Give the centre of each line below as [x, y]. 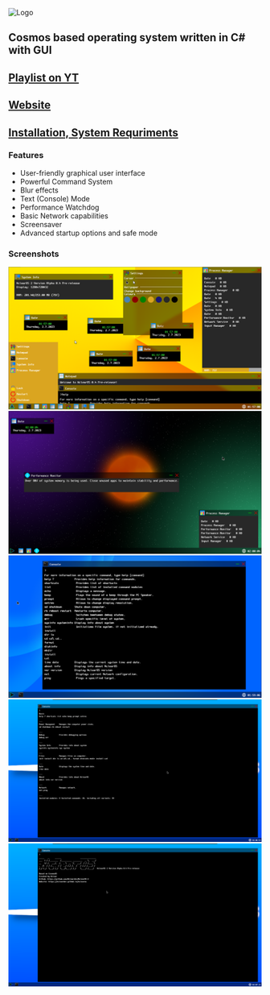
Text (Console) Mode [55, 198]
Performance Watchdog [59, 207]
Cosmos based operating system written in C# [127, 37]
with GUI [30, 50]
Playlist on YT [44, 78]
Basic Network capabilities [64, 216]
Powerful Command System [66, 181]
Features [26, 155]
